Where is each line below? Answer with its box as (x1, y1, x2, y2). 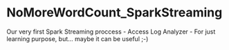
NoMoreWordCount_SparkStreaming (6, 5, 223, 21)
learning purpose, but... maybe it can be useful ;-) (6, 34, 149, 42)
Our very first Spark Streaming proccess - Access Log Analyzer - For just (6, 27, 216, 36)
